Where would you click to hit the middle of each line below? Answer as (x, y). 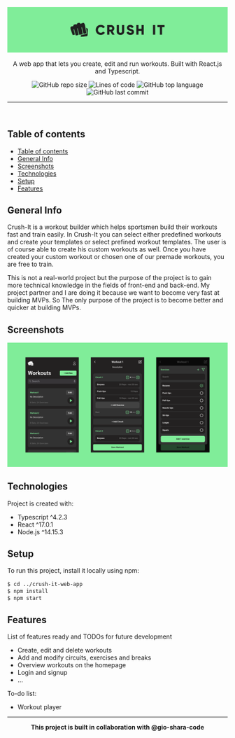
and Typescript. (117, 71)
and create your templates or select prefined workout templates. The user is (117, 242)
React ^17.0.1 (35, 524)
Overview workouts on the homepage (72, 665)
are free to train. (30, 264)
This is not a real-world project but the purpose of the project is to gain (109, 278)
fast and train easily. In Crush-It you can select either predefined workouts (114, 235)
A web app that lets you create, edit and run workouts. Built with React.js (117, 64)
